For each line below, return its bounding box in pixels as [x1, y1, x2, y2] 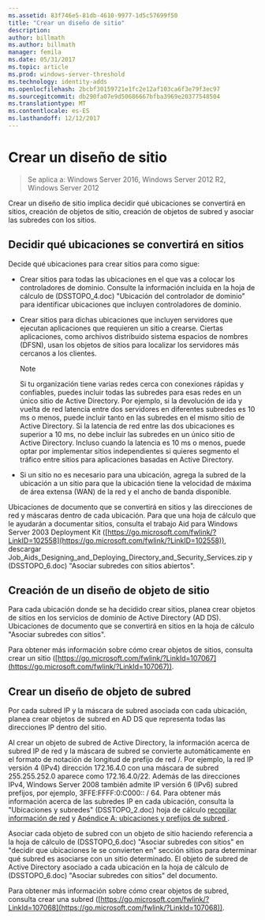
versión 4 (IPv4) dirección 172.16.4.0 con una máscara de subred [8, 764, 219, 773]
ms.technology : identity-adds [8, 77, 108, 85]
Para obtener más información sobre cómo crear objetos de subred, [8, 886, 230, 895]
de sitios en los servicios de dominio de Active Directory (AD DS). [8, 613, 222, 623]
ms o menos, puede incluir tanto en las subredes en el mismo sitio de [19, 413, 245, 422]
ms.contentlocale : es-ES [8, 107, 90, 115]
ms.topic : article [8, 63, 69, 71]
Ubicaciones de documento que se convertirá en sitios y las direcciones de [8, 502, 253, 511]
